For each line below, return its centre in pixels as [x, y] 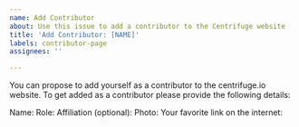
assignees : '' [36, 52]
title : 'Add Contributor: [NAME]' [75, 34]
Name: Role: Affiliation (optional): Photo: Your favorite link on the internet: [146, 112]
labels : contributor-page [58, 43]
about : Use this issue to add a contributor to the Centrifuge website [147, 26]
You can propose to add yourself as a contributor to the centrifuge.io [138, 85]
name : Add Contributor [52, 18]
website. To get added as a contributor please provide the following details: [150, 95]
